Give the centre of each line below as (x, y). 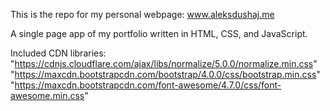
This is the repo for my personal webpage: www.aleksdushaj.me (142, 14)
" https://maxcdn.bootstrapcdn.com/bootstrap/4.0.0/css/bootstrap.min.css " (165, 74)
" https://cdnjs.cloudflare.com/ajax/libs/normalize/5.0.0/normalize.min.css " (164, 63)
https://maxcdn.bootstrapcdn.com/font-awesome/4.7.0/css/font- (148, 85)
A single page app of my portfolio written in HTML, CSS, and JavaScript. (159, 33)
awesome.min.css (47, 95)
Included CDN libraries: (58, 53)
